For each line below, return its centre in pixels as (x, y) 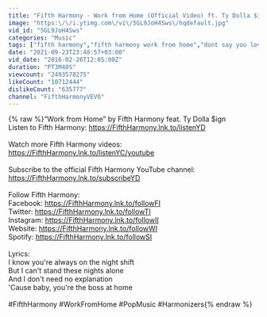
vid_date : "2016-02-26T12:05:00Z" (66, 60)
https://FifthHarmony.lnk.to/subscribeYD (74, 178)
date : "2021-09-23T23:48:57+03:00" (67, 52)
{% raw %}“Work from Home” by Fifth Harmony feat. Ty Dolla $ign (117, 119)
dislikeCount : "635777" (48, 89)
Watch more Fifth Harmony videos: (65, 144)
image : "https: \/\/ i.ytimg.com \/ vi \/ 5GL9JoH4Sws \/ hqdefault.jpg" (118, 23)
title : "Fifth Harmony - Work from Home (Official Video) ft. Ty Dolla (129, 15)
